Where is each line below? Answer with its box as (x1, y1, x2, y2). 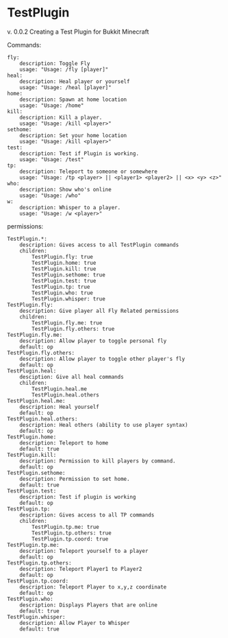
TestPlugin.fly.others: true (31, 325, 115, 332)
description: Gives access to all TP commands (19, 511, 155, 519)
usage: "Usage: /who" (19, 192, 81, 199)
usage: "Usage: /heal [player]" (19, 84, 112, 91)
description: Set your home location (19, 132, 127, 139)
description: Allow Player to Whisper (19, 619, 130, 626)
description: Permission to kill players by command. (19, 458, 176, 464)
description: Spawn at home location (19, 96, 127, 103)
